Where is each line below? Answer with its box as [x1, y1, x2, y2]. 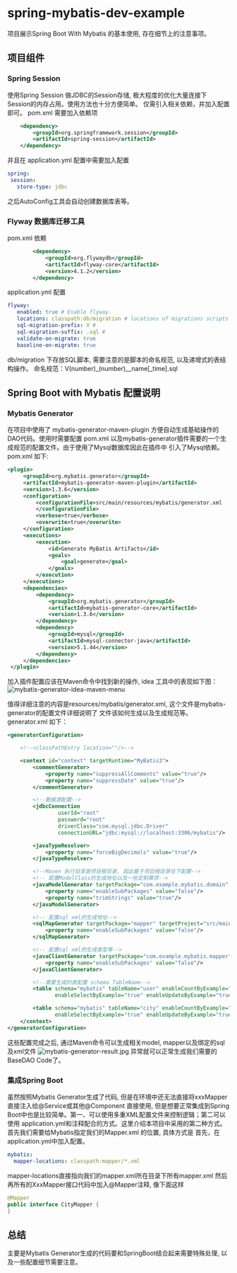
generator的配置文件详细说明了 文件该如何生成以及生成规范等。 [7, 709, 193, 717]
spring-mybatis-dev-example [7, 5, 186, 21]
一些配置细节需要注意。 [13, 1258, 82, 1267]
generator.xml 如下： [7, 717, 68, 726]
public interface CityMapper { [7, 1201, 99, 1208]
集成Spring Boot [7, 1075, 63, 1085]
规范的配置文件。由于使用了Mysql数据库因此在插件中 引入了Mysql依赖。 [13, 443, 224, 452]
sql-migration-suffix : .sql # [16, 328, 106, 336]
